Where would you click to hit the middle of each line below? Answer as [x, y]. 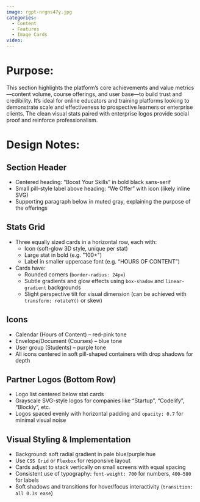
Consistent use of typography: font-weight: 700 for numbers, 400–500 [103, 474]
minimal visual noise [41, 420]
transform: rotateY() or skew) [63, 300]
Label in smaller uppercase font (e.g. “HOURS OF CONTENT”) [102, 261]
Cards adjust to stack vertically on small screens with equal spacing [100, 467]
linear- [175, 281]
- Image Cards [30, 35]
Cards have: [30, 268]
